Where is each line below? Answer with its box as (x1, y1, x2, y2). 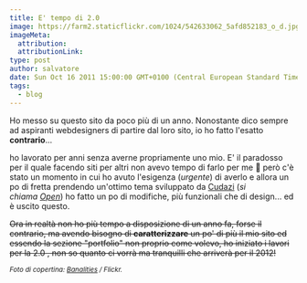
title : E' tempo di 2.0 (9, 13, 101, 23)
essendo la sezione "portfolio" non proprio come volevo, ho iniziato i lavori (9, 237, 290, 248)
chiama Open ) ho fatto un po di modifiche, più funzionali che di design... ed (9, 191, 294, 202)
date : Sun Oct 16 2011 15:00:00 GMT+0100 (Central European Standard (9, 73, 281, 82)
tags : (9, 81, 30, 90)
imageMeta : (9, 30, 51, 39)
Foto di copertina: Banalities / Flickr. (9, 265, 123, 274)
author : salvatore (9, 65, 79, 74)
